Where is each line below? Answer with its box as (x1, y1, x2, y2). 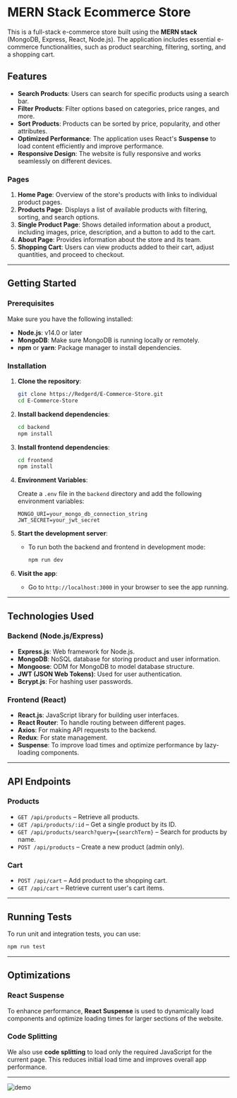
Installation (7, 361, 47, 370)
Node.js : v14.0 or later (17, 328, 83, 337)
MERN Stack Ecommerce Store (7, 4, 191, 20)
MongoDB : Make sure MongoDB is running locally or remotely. (17, 336, 200, 344)
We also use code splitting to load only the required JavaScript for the (7, 1047, 212, 1056)
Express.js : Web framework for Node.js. (17, 647, 135, 656)
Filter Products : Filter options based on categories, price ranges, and (17, 104, 220, 113)
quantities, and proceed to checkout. (17, 251, 125, 259)
